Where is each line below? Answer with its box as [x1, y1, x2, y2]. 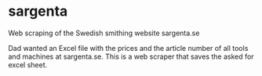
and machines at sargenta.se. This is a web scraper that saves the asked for [8, 52, 254, 61]
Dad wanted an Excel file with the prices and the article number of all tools [8, 43, 249, 52]
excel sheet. [8, 60, 48, 69]
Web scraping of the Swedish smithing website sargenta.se [8, 28, 200, 38]
